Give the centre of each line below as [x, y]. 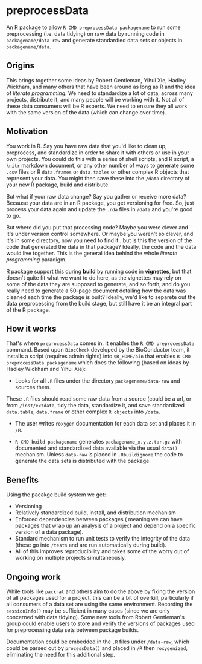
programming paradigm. [36, 259]
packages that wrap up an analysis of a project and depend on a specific [106, 526]
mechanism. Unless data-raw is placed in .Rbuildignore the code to [99, 455]
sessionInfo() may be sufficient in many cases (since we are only [88, 611]
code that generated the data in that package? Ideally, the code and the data [101, 246]
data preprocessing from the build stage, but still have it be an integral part [99, 303]
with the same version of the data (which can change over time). [87, 112]
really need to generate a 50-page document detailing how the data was [96, 291]
